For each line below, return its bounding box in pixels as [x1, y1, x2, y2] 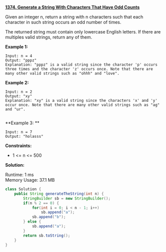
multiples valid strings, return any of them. [5, 34, 92, 40]
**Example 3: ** [5, 120, 39, 126]
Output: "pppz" [5, 58, 37, 63]
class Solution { [5, 187, 41, 192]
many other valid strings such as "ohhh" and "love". [5, 71, 120, 76]
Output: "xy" [5, 94, 32, 99]
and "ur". [5, 107, 26, 112]
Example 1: [5, 44, 28, 49]
